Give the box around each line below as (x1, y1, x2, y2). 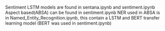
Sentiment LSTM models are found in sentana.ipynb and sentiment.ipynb (5, 4, 155, 10)
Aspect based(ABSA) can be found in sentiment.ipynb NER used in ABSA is (5, 9, 160, 15)
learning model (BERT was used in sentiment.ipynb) (5, 20, 111, 26)
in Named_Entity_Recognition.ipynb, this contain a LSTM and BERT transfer (5, 15, 160, 20)
